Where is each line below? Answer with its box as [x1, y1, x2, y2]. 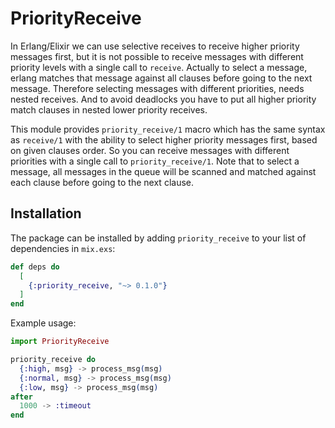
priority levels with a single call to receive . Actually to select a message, [10, 61, 308, 73]
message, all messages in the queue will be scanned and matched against [10, 165, 317, 177]
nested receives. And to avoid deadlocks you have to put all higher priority [10, 93, 317, 105]
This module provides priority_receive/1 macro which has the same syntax [10, 123, 326, 135]
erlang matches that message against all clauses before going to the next [10, 72, 313, 84]
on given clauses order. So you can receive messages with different [10, 144, 290, 156]
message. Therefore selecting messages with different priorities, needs [10, 82, 305, 94]
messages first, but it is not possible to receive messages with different [10, 50, 304, 62]
